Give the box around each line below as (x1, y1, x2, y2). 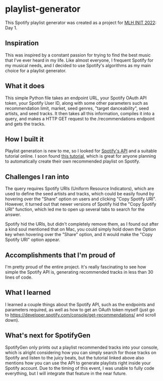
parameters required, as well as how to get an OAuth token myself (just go (5, 307, 155, 312)
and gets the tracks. (5, 121, 46, 127)
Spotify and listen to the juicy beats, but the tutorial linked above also (5, 355, 144, 360)
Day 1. (5, 24, 18, 30)
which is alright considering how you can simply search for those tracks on (5, 349, 157, 356)
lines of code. (5, 274, 33, 280)
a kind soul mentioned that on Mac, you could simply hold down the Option (5, 226, 156, 232)
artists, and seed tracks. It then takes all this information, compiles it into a (5, 110, 155, 116)
